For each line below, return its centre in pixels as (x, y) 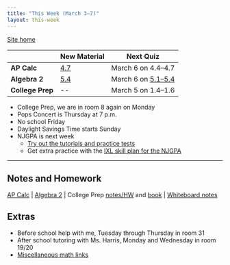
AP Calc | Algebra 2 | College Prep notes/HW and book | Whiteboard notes (112, 195)
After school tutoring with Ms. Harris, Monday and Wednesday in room (116, 240)
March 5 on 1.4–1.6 (143, 90)
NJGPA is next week (46, 136)
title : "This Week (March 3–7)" (53, 13)
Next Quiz (143, 56)
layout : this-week (33, 20)
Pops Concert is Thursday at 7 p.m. (67, 114)
